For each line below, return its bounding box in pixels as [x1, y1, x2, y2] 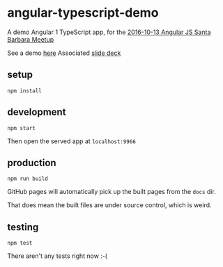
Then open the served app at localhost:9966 [7, 137, 136, 145]
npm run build [7, 175, 49, 182]
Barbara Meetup [7, 35, 54, 43]
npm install [7, 87, 42, 95]
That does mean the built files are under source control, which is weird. [7, 201, 212, 209]
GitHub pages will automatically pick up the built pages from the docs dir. [7, 188, 216, 196]
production [7, 156, 57, 168]
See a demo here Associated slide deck [7, 49, 121, 57]
